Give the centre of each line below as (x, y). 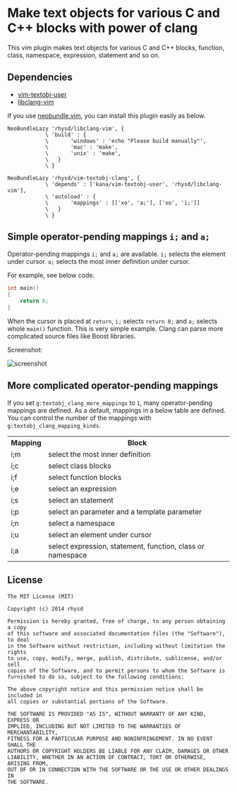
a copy (17, 627)
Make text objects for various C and (114, 13)
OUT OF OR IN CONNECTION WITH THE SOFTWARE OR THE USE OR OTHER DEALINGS (118, 769)
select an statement (81, 500)
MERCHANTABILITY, (33, 732)
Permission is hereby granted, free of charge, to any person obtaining (116, 621)
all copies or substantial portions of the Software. (88, 701)
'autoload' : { (74, 197)
